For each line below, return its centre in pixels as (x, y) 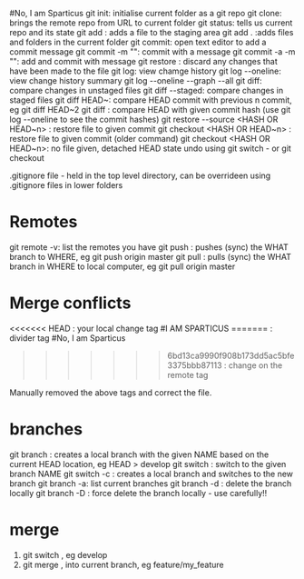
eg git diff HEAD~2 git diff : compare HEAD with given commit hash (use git (150, 110)
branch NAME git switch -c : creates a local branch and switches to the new (151, 474)
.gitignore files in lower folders (66, 185)
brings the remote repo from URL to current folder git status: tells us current (151, 23)
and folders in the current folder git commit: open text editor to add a (138, 42)
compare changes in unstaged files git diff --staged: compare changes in (147, 90)
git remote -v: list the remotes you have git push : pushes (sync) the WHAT (149, 247)
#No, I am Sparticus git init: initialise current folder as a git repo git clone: (146, 13)
